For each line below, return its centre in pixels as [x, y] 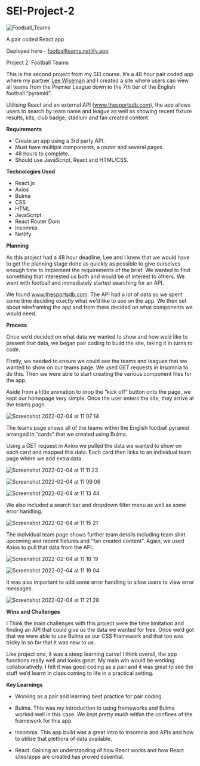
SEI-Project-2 [40, 11]
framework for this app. [44, 720]
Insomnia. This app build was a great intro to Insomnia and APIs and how [104, 732]
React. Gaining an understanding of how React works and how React [99, 750]
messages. [20, 588]
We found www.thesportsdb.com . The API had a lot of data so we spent [95, 294]
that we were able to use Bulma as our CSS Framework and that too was [95, 636]
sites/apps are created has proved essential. [69, 756]
